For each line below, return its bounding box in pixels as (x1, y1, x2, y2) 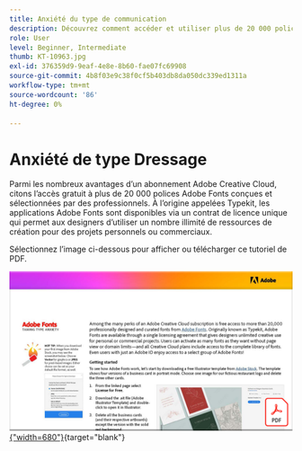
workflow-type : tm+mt (9, 81, 91, 90)
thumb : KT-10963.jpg (9, 52, 87, 62)
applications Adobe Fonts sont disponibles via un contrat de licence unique (9, 208, 288, 218)
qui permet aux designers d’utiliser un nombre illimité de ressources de (9, 217, 272, 228)
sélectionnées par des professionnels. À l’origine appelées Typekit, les (9, 198, 271, 208)
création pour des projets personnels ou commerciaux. (9, 226, 213, 237)
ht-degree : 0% (9, 100, 63, 109)
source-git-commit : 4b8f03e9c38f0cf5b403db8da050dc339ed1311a (9, 72, 247, 81)
